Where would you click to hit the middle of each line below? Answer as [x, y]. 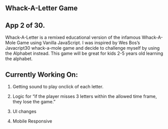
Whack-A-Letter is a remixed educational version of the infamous [73, 38]
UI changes [24, 111]
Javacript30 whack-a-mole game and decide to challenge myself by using [82, 48]
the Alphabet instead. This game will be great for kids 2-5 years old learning [84, 53]
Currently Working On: [42, 75]
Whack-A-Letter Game [42, 8]
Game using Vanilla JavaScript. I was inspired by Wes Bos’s [78, 43]
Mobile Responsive [32, 121]
